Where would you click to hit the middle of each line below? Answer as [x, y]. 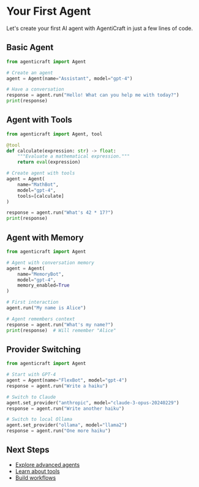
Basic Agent [30, 47]
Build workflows [36, 478]
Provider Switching [43, 349]
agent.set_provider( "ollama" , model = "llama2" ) [67, 425]
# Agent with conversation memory [51, 262]
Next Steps [28, 450]
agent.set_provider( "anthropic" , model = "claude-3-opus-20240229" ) [93, 402]
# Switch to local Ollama [39, 420]
